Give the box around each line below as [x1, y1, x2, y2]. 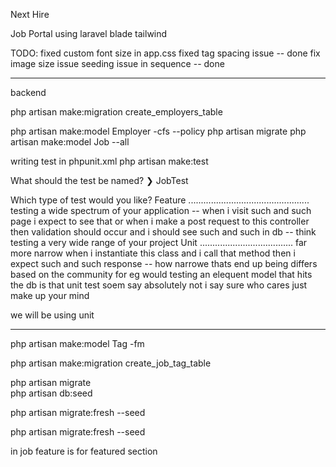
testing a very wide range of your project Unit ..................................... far [10, 237, 308, 248]
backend [10, 87, 47, 98]
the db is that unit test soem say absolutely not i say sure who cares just [10, 279, 308, 291]
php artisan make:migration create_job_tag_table [10, 357, 212, 369]
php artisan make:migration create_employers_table [10, 106, 223, 118]
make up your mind [10, 290, 90, 301]
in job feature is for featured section [10, 445, 158, 457]
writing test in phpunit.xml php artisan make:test [10, 155, 209, 167]
